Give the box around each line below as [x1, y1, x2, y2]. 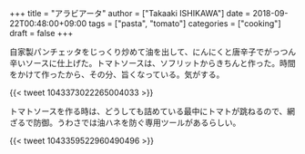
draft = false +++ [9, 28, 74, 38]
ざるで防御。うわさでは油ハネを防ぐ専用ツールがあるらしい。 [9, 117, 241, 128]
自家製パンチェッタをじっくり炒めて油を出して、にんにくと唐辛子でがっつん [9, 46, 297, 57]
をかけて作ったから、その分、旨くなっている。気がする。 [9, 69, 225, 80]
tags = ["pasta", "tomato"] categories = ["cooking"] [88, 18, 281, 29]
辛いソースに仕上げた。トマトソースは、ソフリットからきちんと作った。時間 [9, 58, 296, 68]
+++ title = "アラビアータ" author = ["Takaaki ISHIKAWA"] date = [9, 8, 251, 18]
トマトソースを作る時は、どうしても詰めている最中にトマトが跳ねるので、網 [9, 106, 296, 116]
